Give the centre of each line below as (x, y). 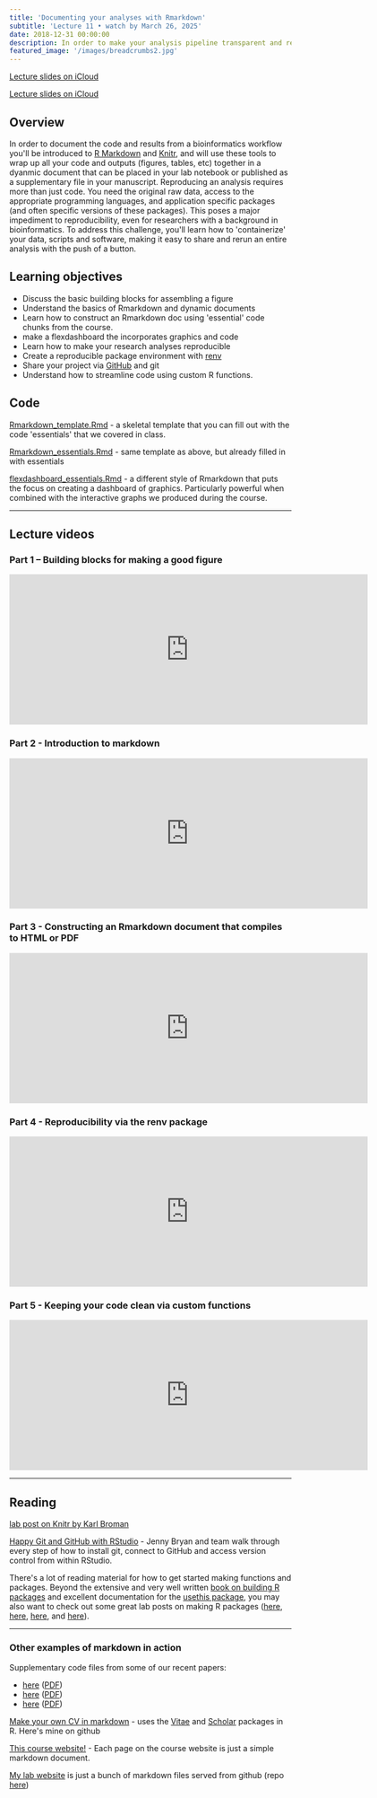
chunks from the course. (68, 327)
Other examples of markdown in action (95, 1648)
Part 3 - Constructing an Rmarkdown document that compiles (146, 927)
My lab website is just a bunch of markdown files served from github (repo (147, 1775)
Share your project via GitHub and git (90, 365)
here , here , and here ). (49, 1616)
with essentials (37, 461)
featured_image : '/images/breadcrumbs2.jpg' (94, 51)
